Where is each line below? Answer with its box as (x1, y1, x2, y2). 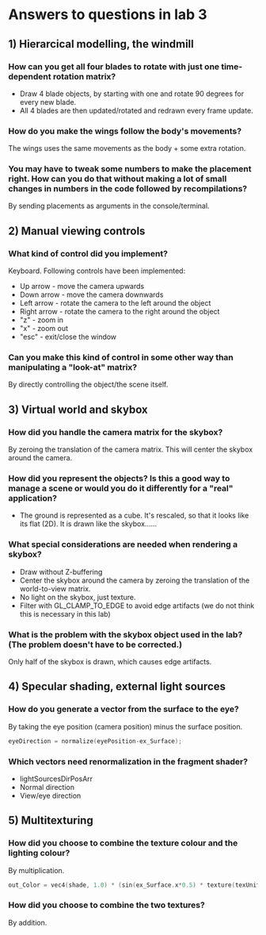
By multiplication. (8, 865, 65, 875)
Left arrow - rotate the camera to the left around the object (19, 298, 211, 308)
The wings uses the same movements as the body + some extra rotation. (8, 144, 246, 153)
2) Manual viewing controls (8, 224, 146, 237)
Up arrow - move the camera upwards (19, 282, 145, 291)
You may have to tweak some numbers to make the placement (8, 164, 252, 175)
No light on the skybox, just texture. (19, 592, 136, 602)
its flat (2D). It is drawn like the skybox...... (19, 519, 158, 529)
